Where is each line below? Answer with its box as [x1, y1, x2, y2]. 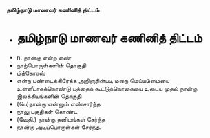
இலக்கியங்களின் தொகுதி [16, 92, 82, 100]
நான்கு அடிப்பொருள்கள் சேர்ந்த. [16, 123, 102, 131]
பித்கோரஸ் [16, 69, 45, 77]
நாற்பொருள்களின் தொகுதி [16, 61, 87, 69]
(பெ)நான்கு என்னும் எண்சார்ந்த [16, 100, 101, 108]
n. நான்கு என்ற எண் [16, 53, 72, 61]
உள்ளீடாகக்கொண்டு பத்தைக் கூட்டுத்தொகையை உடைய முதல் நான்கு [16, 84, 198, 92]
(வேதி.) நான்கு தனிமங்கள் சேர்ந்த [16, 115, 106, 123]
